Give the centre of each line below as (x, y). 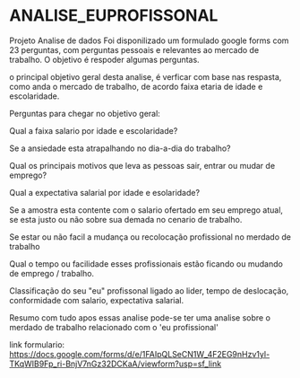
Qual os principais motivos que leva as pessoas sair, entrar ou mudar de (142, 165)
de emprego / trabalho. (52, 273)
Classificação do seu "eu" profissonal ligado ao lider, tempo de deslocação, (149, 290)
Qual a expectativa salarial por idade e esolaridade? (104, 192)
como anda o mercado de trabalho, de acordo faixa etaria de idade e (136, 86)
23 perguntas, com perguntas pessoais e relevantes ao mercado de (134, 49)
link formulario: (37, 344)
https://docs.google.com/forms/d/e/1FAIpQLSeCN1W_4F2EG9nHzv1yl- (140, 354)
